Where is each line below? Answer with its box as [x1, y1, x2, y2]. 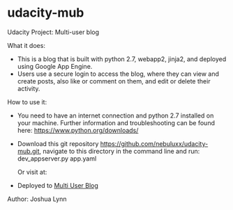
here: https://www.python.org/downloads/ [17, 126, 139, 134]
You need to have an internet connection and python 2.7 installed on [17, 111, 214, 120]
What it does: [7, 41, 45, 49]
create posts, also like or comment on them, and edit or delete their [17, 76, 211, 85]
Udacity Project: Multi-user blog [7, 28, 100, 36]
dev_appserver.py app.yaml [17, 154, 97, 163]
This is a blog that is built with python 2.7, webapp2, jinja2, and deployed [17, 54, 227, 63]
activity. [17, 84, 40, 92]
